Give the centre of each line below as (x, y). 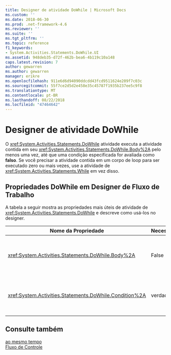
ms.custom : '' (20, 15)
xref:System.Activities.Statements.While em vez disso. (62, 171)
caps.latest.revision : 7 (32, 62)
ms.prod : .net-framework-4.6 (36, 24)
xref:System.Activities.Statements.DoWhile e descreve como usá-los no (81, 212)
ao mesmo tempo (24, 341)
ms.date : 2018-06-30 (27, 19)
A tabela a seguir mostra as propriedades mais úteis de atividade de (77, 207)
